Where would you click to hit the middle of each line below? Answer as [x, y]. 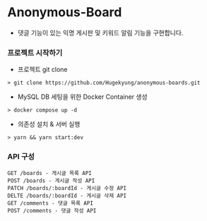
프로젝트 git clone [42, 70]
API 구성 [21, 157]
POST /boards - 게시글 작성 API [51, 181]
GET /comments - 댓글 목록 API [51, 203]
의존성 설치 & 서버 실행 [49, 124]
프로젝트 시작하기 [35, 52]
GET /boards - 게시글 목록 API [49, 173]
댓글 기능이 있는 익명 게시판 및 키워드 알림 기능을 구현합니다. [100, 32]
